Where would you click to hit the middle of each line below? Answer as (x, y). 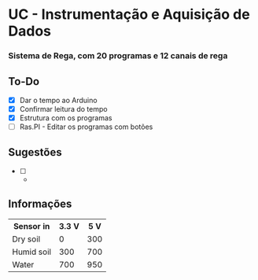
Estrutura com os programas (66, 118)
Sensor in (31, 226)
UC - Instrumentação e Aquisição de (129, 15)
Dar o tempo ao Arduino (58, 100)
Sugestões (35, 152)
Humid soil (32, 252)
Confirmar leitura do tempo (63, 109)
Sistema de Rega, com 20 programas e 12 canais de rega (118, 56)
